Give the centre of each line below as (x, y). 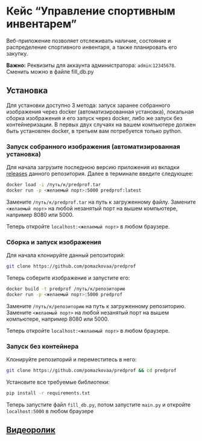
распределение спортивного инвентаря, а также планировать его (92, 47)
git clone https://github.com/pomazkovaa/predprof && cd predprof (91, 371)
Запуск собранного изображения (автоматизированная (93, 146)
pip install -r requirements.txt (48, 393)
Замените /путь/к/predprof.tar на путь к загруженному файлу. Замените (101, 202)
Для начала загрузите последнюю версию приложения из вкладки (93, 167)
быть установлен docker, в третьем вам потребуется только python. (94, 130)
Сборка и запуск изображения (54, 242)
